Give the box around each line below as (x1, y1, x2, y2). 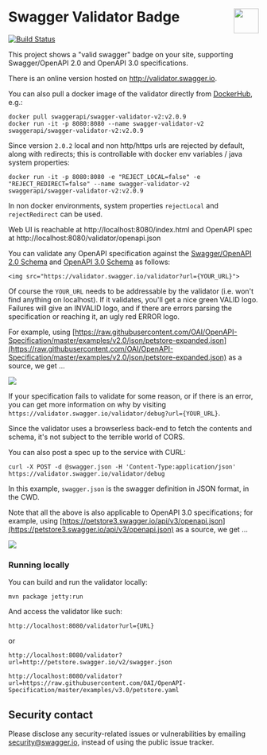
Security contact (8, 708, 94, 722)
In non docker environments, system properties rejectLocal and (8, 200, 219, 210)
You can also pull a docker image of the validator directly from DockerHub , (8, 88, 253, 99)
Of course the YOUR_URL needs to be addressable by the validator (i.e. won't (8, 286, 254, 296)
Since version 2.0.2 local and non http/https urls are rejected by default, (8, 140, 245, 150)
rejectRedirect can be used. (8, 209, 103, 219)
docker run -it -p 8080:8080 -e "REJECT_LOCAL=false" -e (8, 173, 201, 181)
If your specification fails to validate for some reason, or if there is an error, (8, 391, 253, 401)
